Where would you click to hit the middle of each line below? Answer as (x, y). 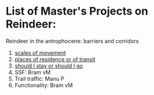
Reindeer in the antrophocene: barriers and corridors (72, 41)
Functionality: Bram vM (44, 85)
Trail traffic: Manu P (39, 79)
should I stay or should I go (49, 66)
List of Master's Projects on (77, 11)
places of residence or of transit (55, 59)
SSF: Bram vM (33, 72)
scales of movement (40, 52)
